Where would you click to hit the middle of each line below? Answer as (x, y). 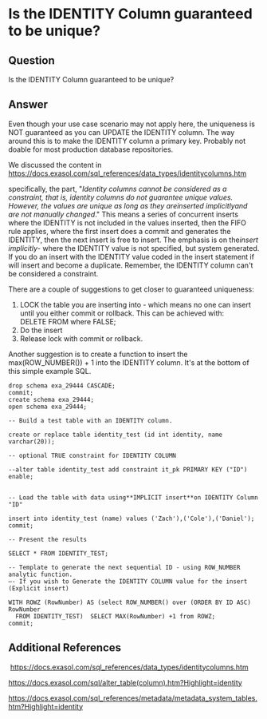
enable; (21, 476)
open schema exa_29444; (48, 407)
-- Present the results (48, 539)
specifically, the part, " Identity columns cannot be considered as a (118, 189)
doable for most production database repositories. (91, 149)
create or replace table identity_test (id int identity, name (116, 435)
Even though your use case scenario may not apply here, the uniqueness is (132, 124)
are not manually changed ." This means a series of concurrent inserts (124, 214)
